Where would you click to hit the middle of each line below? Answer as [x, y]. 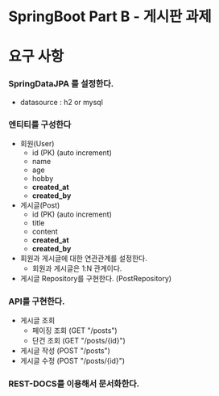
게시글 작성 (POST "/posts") [65, 351]
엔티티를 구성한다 [40, 124]
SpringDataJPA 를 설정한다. [61, 84]
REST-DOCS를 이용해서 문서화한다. [74, 384]
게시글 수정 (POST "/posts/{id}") [72, 361]
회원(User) [37, 143]
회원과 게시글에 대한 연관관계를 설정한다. [83, 258]
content [45, 231]
